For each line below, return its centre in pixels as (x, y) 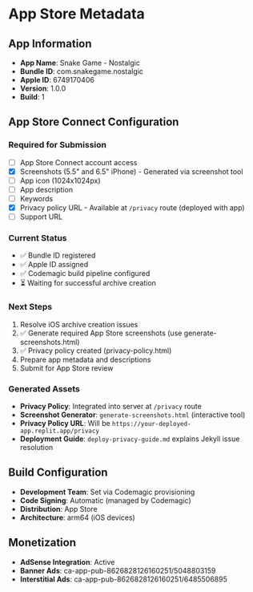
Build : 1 (32, 97)
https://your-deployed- (151, 424)
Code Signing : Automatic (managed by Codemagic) (106, 500)
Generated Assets (44, 388)
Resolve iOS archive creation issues (79, 324)
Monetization (42, 543)
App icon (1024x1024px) (60, 180)
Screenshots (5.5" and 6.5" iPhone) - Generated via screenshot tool (131, 171)
